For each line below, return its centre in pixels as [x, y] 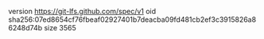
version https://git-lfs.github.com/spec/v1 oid [82, 11]
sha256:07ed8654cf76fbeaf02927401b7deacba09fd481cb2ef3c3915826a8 [132, 19]
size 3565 [60, 28]
